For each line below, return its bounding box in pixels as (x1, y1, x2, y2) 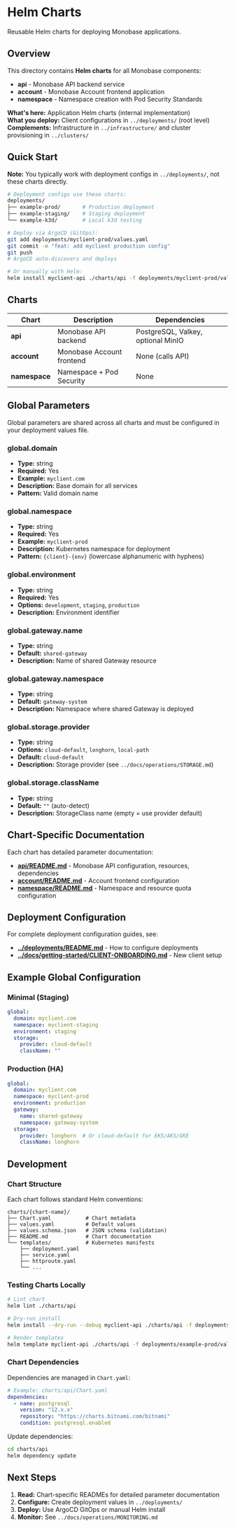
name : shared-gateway (20, 1112, 83, 1119)
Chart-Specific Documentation (7, 829, 145, 841)
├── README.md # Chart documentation (7, 1233, 152, 1240)
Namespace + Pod (57, 367, 119, 377)
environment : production (13, 1100, 86, 1107)
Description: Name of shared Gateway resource (17, 656, 157, 665)
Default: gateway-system (17, 697, 87, 705)
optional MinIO (136, 335, 184, 345)
